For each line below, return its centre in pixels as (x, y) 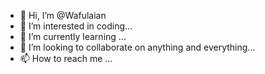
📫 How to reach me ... (66, 58)
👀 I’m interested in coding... (76, 26)
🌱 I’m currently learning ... (73, 36)
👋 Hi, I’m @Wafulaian (63, 15)
